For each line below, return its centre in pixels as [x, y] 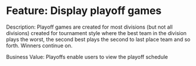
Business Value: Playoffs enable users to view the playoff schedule [87, 57]
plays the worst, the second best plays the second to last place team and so [98, 39]
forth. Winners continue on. [39, 46]
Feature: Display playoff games [84, 11]
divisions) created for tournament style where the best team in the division [97, 33]
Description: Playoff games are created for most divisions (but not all [89, 27]
